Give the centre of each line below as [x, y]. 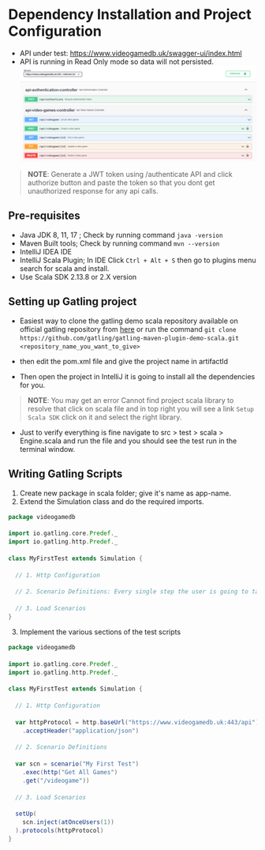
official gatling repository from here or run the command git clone [128, 329]
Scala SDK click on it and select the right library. [105, 417]
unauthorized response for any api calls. [93, 191]
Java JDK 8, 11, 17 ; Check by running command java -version [121, 235]
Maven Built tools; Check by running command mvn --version [119, 243]
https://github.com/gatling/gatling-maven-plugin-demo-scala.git [129, 338]
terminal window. [47, 449]
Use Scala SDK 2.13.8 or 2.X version [78, 276]
